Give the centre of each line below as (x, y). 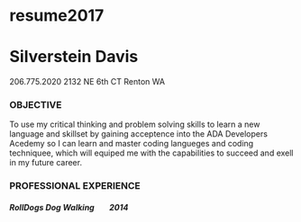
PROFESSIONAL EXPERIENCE (75, 186)
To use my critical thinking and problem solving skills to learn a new (135, 124)
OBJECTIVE (36, 105)
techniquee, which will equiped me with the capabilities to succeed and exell (152, 153)
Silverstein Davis (74, 57)
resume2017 (57, 16)
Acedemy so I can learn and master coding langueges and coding (132, 144)
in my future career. (46, 163)
